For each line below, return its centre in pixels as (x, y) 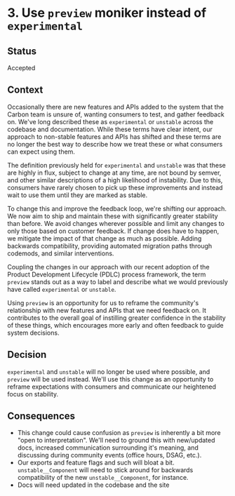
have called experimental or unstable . (62, 289)
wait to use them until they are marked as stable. (78, 195)
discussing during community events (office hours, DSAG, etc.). (109, 455)
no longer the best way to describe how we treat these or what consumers (115, 144)
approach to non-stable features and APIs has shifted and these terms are (114, 136)
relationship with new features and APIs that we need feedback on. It (107, 310)
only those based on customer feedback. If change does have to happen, (113, 231)
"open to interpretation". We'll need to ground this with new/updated (116, 441)
